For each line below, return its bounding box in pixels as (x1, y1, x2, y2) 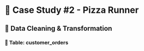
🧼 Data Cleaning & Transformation (4, 24, 113, 33)
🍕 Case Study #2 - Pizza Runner (4, 4, 139, 16)
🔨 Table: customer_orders (4, 39, 68, 46)
